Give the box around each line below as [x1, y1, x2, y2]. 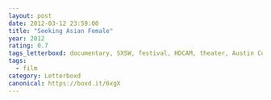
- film [15, 65, 38, 73]
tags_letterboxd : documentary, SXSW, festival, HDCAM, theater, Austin [8, 49, 254, 57]
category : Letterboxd [8, 72, 81, 80]
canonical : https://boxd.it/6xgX [8, 79, 121, 87]
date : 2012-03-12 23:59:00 [8, 19, 99, 27]
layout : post [8, 11, 52, 20]
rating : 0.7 [8, 42, 48, 50]
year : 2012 [8, 34, 45, 43]
